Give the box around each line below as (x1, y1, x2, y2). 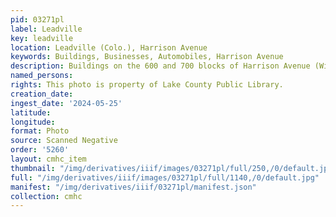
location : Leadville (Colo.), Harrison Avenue (10, 42, 208, 53)
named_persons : (10, 71, 74, 81)
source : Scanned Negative (10, 136, 118, 146)
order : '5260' (10, 145, 70, 155)
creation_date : (10, 89, 74, 99)
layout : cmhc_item (10, 154, 87, 164)
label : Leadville (10, 24, 83, 34)
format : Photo (10, 126, 70, 136)
